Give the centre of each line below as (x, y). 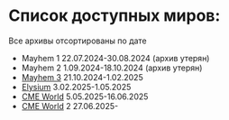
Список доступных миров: (114, 16)
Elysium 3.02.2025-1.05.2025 (76, 87)
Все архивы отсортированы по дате (78, 41)
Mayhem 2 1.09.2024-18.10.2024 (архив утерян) (112, 68)
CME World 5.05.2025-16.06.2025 (85, 97)
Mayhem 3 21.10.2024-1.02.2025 (82, 77)
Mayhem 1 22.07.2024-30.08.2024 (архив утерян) (115, 58)
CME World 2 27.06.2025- (70, 106)
